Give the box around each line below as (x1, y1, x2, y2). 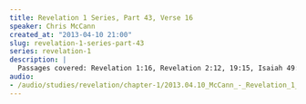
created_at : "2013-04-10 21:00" (9, 30, 132, 39)
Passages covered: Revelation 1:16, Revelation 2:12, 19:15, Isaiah (17, 64, 283, 73)
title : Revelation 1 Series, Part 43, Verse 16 (9, 13, 194, 23)
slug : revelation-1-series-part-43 (9, 38, 145, 48)
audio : (9, 72, 35, 81)
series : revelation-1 (9, 47, 92, 56)
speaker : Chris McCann (9, 22, 96, 31)
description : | (9, 55, 67, 64)
